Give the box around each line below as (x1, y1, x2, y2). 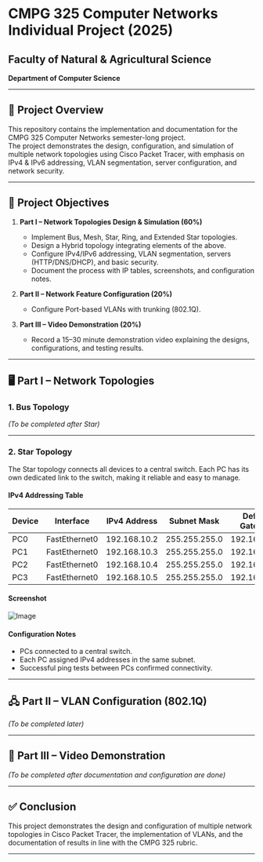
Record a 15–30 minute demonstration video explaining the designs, (31, 334, 250, 344)
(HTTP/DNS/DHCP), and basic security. (31, 257, 159, 267)
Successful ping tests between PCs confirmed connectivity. (19, 663, 213, 673)
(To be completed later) (8, 719, 85, 729)
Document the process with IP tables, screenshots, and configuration (31, 265, 255, 275)
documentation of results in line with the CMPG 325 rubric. (8, 838, 198, 847)
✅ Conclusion (8, 800, 77, 813)
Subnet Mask (168, 515, 220, 526)
